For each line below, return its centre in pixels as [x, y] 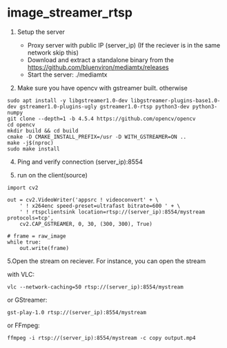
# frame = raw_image [37, 236]
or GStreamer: [27, 300]
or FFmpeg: [23, 325]
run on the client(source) [52, 175]
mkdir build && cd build [43, 130]
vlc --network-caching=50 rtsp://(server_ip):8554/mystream [96, 287]
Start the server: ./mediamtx [67, 75]
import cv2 [23, 188]
